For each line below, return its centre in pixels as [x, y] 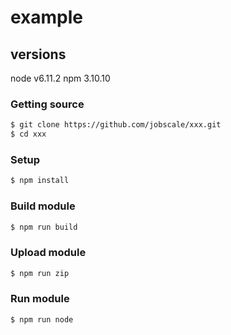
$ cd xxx [28, 134]
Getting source [47, 104]
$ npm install [40, 181]
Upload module [48, 253]
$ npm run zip [40, 273]
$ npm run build [44, 227]
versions [38, 54]
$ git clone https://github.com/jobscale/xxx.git [116, 125]
